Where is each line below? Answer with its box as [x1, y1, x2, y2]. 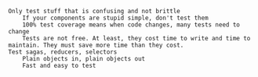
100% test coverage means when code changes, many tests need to [22, 21, 241, 29]
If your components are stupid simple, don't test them [22, 14, 209, 22]
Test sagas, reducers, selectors [8, 48, 118, 56]
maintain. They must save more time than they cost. [8, 41, 184, 49]
